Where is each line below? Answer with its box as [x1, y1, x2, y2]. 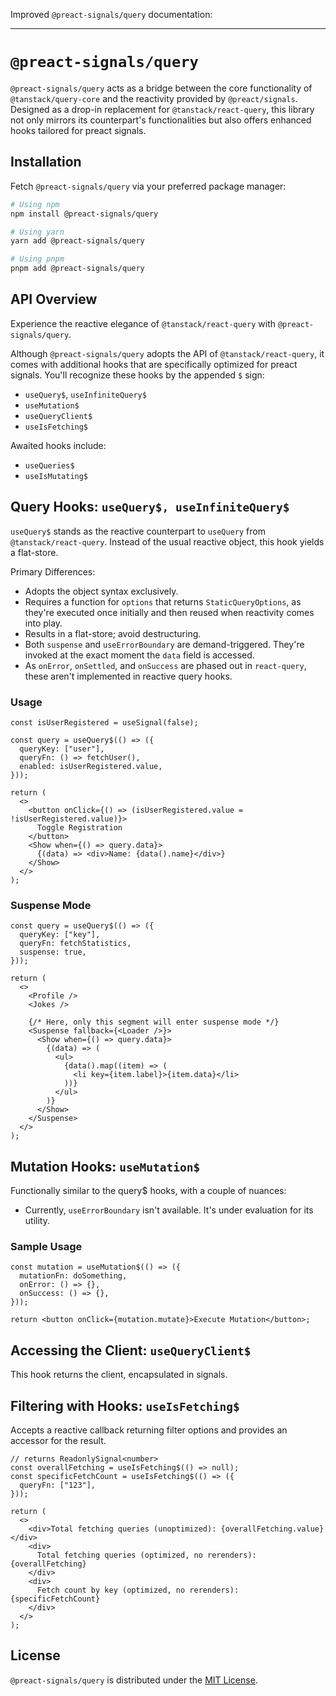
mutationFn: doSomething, [19, 1271, 128, 1281]
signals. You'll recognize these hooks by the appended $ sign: [10, 369, 265, 381]
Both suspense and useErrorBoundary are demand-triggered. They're [24, 638, 305, 650]
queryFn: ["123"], [19, 1480, 97, 1490]
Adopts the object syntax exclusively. [24, 585, 179, 597]
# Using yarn [10, 227, 65, 237]
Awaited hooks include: [10, 439, 107, 451]
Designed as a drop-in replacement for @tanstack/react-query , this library [10, 103, 315, 115]
